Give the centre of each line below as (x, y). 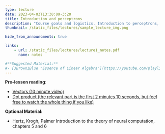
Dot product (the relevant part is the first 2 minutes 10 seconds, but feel (84, 97)
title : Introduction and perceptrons (44, 19)
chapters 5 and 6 (29, 126)
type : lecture (20, 10)
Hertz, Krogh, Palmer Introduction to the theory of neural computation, (83, 121)
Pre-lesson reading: (26, 82)
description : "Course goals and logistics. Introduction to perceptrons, (82, 23)
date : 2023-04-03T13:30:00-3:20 (38, 14)
